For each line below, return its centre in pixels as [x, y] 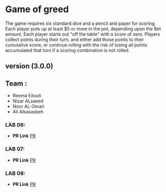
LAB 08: [15, 173]
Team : [16, 83]
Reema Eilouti [27, 96]
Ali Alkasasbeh [28, 112]
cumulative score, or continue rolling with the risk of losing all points [76, 45]
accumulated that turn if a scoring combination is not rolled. [68, 50]
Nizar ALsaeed [28, 101]
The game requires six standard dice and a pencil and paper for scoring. [80, 23]
